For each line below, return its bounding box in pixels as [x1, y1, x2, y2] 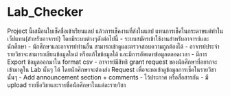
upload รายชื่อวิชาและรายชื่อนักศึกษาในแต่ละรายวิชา [7, 80, 126, 89]
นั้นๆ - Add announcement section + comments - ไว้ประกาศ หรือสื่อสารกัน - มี [7, 73, 209, 81]
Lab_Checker [7, 4, 84, 20]
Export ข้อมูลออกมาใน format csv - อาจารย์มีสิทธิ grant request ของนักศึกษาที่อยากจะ [7, 58, 218, 66]
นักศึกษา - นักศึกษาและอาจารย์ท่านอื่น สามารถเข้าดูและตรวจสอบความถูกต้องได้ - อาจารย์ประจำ [7, 42, 220, 50]
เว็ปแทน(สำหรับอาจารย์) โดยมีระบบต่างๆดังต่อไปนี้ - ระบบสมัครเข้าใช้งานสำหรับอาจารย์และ [7, 34, 209, 43]
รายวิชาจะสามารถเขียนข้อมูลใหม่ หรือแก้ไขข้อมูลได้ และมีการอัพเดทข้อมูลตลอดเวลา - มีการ [7, 49, 208, 58]
